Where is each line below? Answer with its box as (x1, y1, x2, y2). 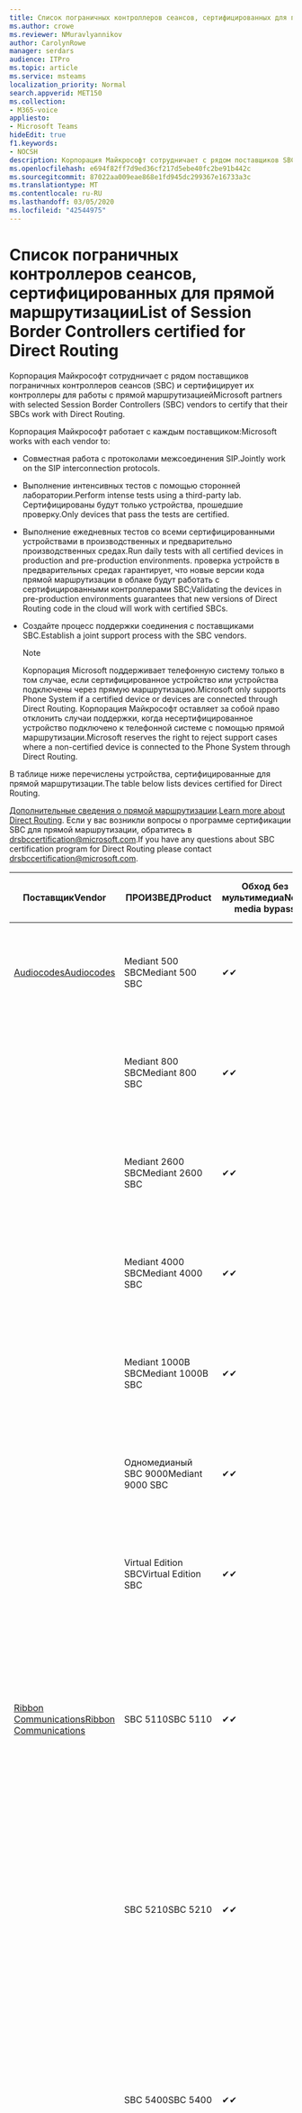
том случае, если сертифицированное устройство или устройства (22, 674, 279, 685)
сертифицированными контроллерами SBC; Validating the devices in (22, 583, 282, 595)
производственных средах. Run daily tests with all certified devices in (22, 545, 284, 556)
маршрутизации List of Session (9, 302, 252, 323)
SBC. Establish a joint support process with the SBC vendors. (22, 630, 247, 641)
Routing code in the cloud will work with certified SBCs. (22, 603, 228, 614)
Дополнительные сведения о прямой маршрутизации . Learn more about (9, 805, 286, 815)
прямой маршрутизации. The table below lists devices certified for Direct (9, 778, 283, 788)
